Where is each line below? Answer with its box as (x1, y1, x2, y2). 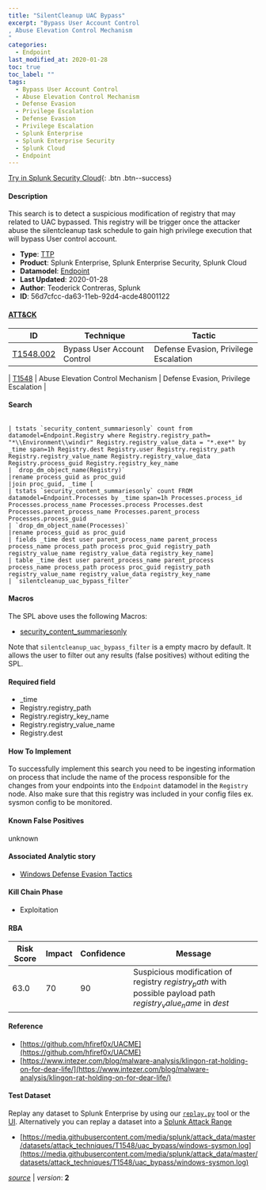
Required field (8, 677, 55, 686)
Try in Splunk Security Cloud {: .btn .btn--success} (8, 174, 173, 183)
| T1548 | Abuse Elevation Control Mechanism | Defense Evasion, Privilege (8, 373, 251, 383)
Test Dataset (8, 1091, 51, 1100)
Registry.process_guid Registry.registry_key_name (8, 459, 179, 467)
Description (8, 191, 48, 200)
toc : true (8, 63, 41, 71)
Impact (45, 948, 73, 959)
